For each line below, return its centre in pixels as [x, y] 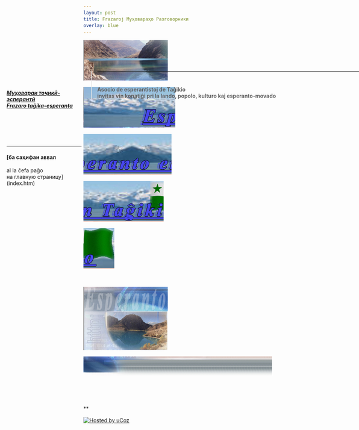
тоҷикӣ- [49, 93]
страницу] [50, 177]
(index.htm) [21, 183]
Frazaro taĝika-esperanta [40, 106]
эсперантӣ [21, 99]
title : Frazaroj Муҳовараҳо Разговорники [136, 19]
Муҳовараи [22, 93]
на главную [21, 177]
